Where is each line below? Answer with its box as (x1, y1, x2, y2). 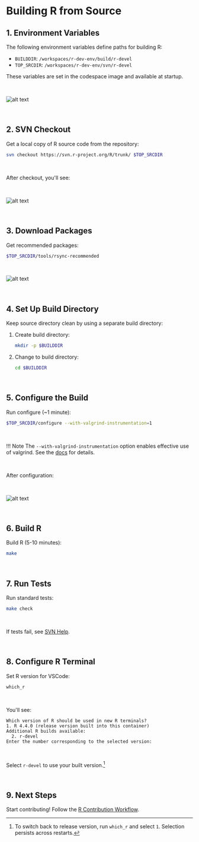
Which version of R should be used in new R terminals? (6, 717, 147, 724)
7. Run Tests (6, 578, 52, 588)
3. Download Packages (6, 226, 93, 236)
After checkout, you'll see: (6, 174, 70, 181)
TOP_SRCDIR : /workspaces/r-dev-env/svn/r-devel (14, 61, 132, 68)
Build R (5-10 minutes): (6, 539, 62, 546)
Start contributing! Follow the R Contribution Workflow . (6, 806, 140, 813)
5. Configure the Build (6, 393, 89, 403)
